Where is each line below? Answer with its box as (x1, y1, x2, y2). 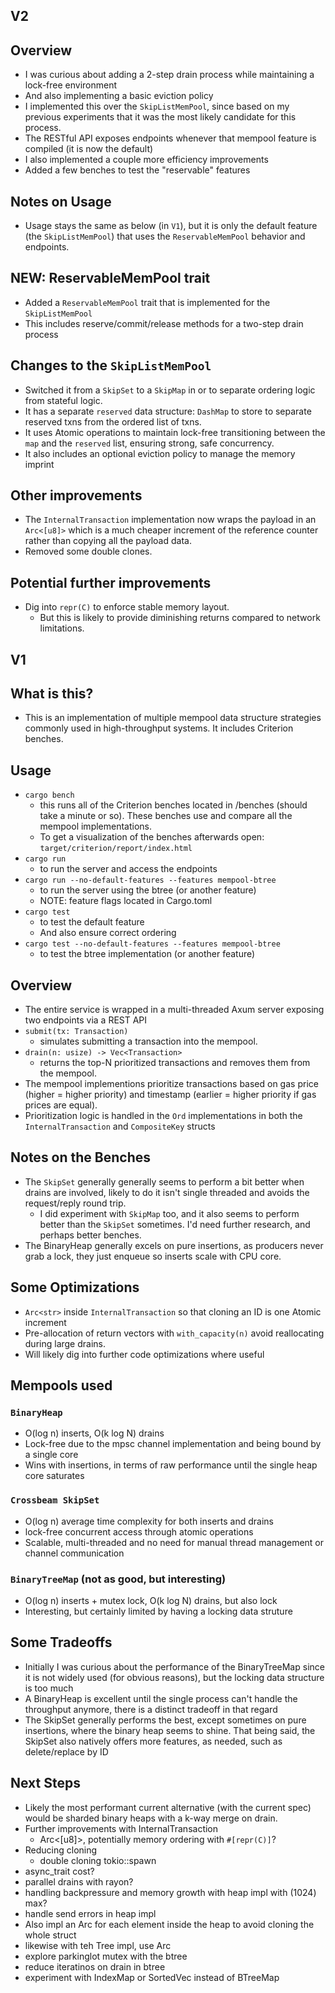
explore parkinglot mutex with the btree (24, 1950, 188, 1962)
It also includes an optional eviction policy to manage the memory (24, 447, 296, 459)
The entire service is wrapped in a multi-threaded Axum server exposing (24, 1004, 325, 1016)
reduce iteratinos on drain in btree (24, 1960, 166, 1973)
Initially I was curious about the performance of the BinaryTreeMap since (24, 1660, 325, 1673)
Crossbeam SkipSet (10, 1495, 100, 1506)
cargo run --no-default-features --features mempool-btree (24, 875, 277, 886)
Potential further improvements (10, 574, 212, 591)
